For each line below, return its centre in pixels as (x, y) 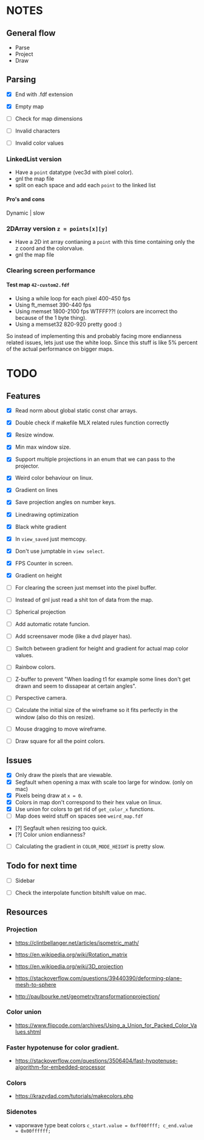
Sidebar (25, 880)
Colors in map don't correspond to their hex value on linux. (89, 802)
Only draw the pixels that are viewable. (64, 775)
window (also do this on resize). (55, 717)
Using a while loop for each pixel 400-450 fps (73, 299)
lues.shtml (28, 1032)
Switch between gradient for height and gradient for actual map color (102, 649)
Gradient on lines (36, 490)
